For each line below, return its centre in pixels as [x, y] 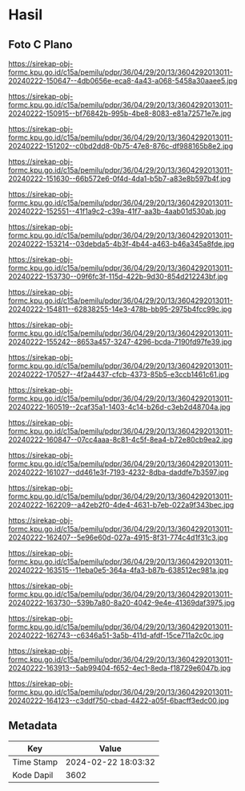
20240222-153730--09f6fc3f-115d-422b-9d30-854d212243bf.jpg [118, 276]
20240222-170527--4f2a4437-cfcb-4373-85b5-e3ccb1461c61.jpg [119, 374]
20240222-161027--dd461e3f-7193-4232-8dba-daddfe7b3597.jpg [119, 472]
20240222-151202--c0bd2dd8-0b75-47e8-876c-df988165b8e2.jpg [121, 146]
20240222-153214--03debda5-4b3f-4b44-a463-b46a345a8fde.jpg [121, 244]
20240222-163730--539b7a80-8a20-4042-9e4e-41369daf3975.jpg [122, 603]
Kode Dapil [33, 775]
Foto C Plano [40, 45]
